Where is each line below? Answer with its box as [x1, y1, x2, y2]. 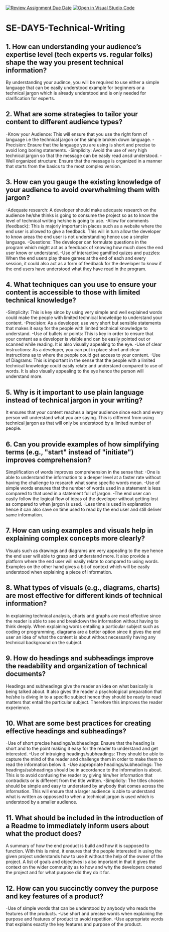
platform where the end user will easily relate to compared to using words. [6, 558, 159, 564]
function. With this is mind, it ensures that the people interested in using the [6, 848, 162, 854]
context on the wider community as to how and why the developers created [6, 864, 162, 870]
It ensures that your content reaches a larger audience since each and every [6, 409, 163, 415]
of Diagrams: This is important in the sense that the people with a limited [6, 357, 155, 363]
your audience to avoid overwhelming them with [6, 186, 160, 194]
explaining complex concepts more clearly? [6, 534, 145, 543]
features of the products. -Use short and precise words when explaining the [6, 910, 162, 916]
